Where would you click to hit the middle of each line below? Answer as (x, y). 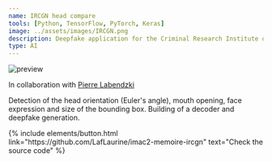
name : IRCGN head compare (52, 16)
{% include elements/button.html (64, 134)
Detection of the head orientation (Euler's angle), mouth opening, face (125, 100)
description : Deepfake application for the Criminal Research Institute (134, 38)
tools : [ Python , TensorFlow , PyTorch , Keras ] (86, 23)
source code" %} (37, 151)
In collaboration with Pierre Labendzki (72, 85)
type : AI (23, 46)
